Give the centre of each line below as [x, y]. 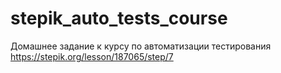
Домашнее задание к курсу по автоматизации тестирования [141, 46]
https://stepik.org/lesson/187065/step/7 [92, 56]
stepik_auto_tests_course [119, 18]
